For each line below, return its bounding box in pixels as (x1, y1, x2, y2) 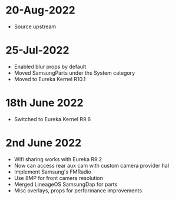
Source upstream (14, 23, 57, 30)
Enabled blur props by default (14, 63, 87, 70)
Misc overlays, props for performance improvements (14, 186, 143, 194)
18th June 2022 (5, 96, 84, 109)
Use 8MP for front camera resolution (14, 174, 104, 181)
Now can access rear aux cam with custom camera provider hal (14, 162, 169, 169)
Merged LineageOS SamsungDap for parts (14, 181, 118, 188)
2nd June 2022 (5, 136, 82, 149)
